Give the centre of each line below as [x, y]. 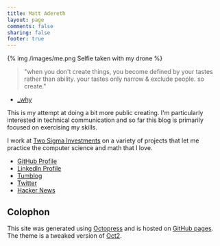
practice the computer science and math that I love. [80, 148]
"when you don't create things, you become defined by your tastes [119, 72]
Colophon [28, 212]
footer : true [26, 39]
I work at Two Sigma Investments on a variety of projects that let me [103, 140]
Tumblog [29, 176]
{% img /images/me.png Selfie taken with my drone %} [85, 58]
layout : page [26, 20]
